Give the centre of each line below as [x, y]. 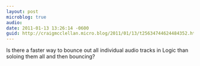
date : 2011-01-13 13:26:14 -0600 [48, 28]
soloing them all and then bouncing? [51, 57]
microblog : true [26, 17]
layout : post [22, 11]
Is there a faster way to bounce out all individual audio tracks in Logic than [97, 50]
